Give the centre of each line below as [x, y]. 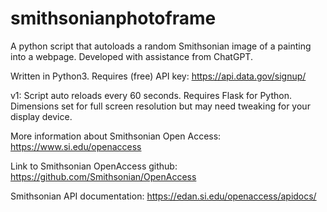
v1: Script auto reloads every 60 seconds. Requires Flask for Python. [151, 95]
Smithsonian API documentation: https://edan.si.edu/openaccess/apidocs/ [163, 196]
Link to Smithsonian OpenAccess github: [94, 166]
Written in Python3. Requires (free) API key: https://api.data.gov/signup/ [158, 76]
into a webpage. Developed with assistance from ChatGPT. [131, 56]
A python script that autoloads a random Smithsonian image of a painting [161, 46]
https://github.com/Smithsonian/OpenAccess [103, 176]
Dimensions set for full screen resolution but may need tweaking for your [160, 106]
